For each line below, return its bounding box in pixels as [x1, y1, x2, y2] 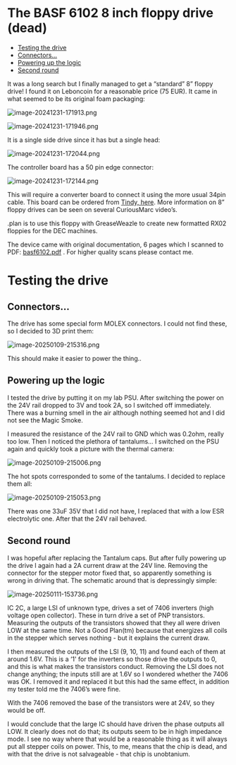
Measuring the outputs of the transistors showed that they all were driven [7, 618, 221, 627]
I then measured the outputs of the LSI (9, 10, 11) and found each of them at [7, 647, 226, 656]
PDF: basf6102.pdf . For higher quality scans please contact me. [7, 247, 194, 256]
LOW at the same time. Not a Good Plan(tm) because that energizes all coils [7, 626, 228, 634]
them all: [7, 479, 32, 488]
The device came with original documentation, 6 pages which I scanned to [7, 240, 224, 249]
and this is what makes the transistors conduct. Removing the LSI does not [7, 662, 224, 670]
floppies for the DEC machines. [7, 226, 98, 235]
